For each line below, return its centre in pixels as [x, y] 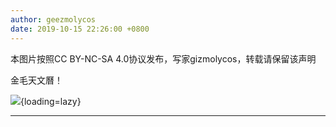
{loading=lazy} [51, 101]
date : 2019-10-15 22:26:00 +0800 [80, 29]
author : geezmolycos [53, 19]
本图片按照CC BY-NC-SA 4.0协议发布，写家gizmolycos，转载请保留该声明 [163, 58]
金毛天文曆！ [36, 80]
